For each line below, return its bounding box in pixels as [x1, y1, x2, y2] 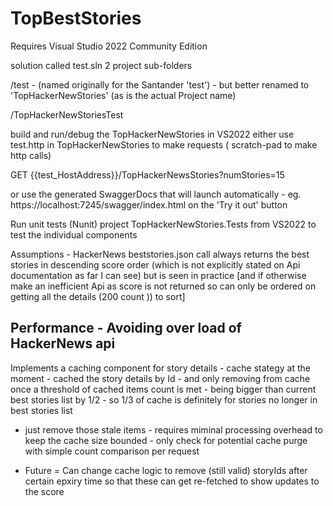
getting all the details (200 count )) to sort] [10, 290, 186, 302]
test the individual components [10, 228, 138, 241]
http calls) [10, 149, 52, 161]
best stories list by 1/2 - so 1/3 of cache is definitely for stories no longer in [10, 393, 318, 406]
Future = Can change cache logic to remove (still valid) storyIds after [24, 464, 308, 476]
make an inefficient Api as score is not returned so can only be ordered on [10, 280, 317, 292]
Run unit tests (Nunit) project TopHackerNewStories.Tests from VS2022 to [10, 218, 317, 230]
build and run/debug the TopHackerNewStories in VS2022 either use [10, 128, 295, 140]
